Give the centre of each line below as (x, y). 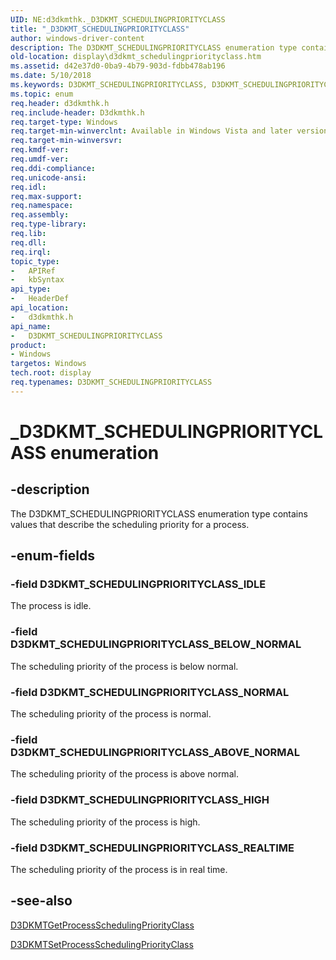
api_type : (31, 289)
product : (28, 345)
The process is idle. (51, 606)
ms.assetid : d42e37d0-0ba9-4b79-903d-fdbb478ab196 (118, 66)
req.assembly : (40, 215)
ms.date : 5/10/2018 (51, 76)
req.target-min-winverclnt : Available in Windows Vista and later (151, 131)
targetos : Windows (48, 364)
